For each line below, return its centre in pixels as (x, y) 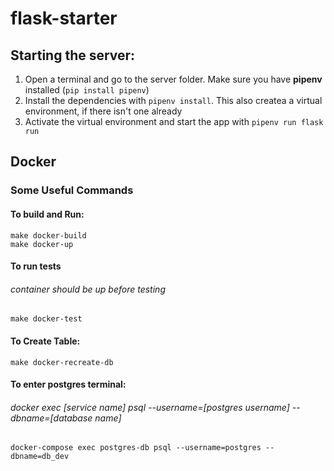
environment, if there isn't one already (103, 111)
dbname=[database (51, 418)
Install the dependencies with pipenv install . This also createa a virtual (173, 100)
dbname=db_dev (40, 457)
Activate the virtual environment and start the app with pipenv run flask (174, 121)
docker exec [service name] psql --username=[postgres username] (150, 407)
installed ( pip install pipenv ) (87, 90)
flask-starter (64, 18)
